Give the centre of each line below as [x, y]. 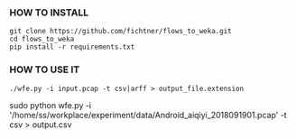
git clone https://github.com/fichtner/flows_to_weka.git [120, 32]
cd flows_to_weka [42, 39]
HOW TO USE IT [45, 69]
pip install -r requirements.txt [72, 47]
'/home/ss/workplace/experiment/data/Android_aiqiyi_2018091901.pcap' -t [148, 115]
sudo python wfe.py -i [51, 105]
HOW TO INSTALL [49, 13]
